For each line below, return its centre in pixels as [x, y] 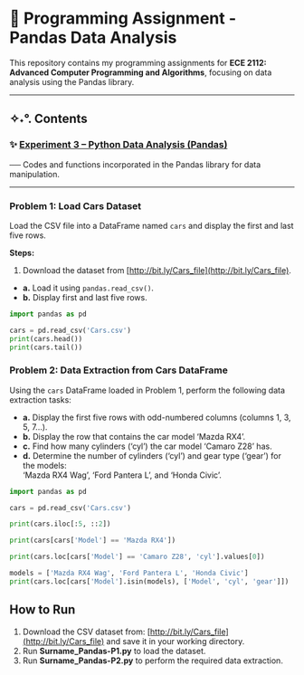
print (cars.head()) [46, 338]
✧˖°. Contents [48, 119]
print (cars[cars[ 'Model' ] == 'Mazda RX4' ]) [93, 541]
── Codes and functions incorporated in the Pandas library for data [135, 164]
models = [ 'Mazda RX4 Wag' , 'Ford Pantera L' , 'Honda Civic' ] [129, 574]
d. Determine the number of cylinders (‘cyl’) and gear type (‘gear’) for [152, 455]
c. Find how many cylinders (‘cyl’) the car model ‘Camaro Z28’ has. [147, 446]
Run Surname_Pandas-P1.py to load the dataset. [114, 651]
